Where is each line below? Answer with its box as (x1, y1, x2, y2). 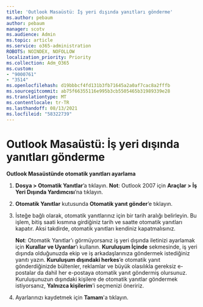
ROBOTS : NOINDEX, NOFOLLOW (6, 49, 75, 55)
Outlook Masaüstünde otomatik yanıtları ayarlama (6, 170, 136, 177)
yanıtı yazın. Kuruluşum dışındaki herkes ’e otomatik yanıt (15, 256, 160, 264)
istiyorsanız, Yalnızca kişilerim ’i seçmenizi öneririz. (15, 282, 144, 289)
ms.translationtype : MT (6, 94, 67, 100)
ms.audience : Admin (6, 32, 56, 38)
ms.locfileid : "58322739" (6, 111, 72, 117)
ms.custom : (6, 65, 34, 72)
